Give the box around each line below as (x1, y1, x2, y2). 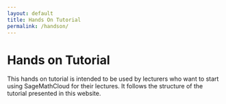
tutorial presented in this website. (7, 90, 101, 98)
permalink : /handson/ (7, 23, 69, 29)
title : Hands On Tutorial (7, 16, 81, 23)
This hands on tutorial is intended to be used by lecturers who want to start (7, 75, 219, 83)
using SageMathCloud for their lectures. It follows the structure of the (7, 82, 203, 90)
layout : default (7, 10, 53, 17)
